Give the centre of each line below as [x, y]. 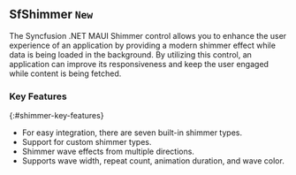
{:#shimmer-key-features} [57, 116]
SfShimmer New [51, 15]
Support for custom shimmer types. [87, 142]
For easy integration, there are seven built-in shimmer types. [132, 133]
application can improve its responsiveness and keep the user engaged [139, 64]
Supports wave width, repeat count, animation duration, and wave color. [153, 161]
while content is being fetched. [65, 73]
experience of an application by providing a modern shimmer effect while [143, 45]
